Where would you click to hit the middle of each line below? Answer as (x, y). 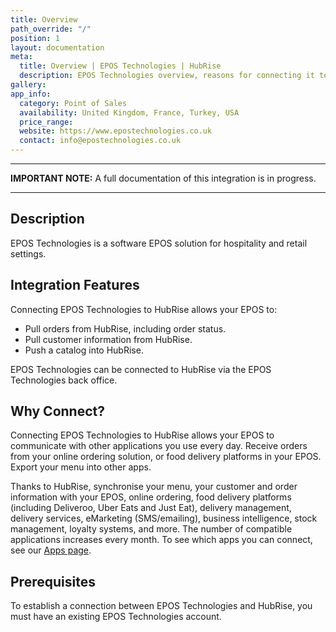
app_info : (31, 94)
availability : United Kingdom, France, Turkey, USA (129, 112)
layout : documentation (57, 47)
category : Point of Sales (73, 103)
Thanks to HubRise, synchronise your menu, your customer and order (154, 487)
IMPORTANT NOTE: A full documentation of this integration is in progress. (163, 178)
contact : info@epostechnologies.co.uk (100, 141)
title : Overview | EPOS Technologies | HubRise (120, 66)
